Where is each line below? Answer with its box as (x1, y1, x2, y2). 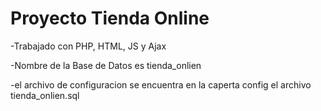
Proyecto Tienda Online (10, 7, 210, 30)
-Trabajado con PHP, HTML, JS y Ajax (10, 40, 167, 52)
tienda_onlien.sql (10, 89, 80, 101)
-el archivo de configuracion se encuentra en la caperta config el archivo (10, 78, 312, 91)
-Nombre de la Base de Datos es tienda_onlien (10, 59, 202, 71)
